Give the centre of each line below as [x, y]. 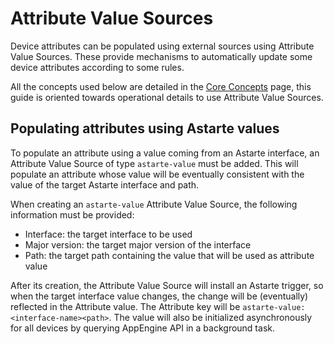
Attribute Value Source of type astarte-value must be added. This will [154, 163]
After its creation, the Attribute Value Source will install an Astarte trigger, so [167, 285]
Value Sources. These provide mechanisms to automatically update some [161, 56]
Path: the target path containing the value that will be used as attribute [169, 255]
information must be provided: [72, 214]
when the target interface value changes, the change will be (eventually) [159, 296]
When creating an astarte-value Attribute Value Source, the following [154, 204]
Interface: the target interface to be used [108, 234]
